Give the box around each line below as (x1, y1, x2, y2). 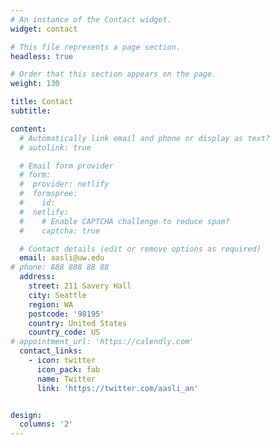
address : (19, 272, 56, 282)
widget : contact (10, 24, 78, 34)
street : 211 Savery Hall (28, 281, 132, 291)
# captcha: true (19, 226, 101, 236)
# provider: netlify (19, 179, 110, 190)
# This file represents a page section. (10, 42, 182, 52)
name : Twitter (36, 374, 97, 384)
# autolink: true (19, 142, 92, 153)
